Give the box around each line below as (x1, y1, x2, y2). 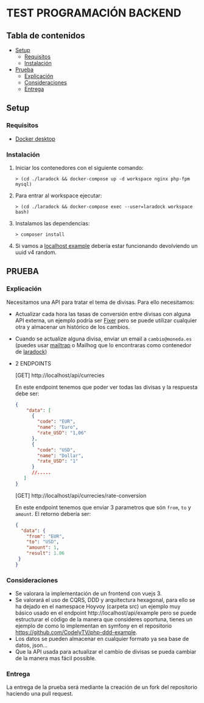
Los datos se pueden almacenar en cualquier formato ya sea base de (15, 635, 189, 643)
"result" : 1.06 (26, 550, 65, 557)
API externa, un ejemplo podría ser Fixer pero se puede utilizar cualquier (15, 317, 197, 324)
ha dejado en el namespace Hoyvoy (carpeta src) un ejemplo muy (15, 603, 181, 610)
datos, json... (15, 641, 47, 649)
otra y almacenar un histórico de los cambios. (15, 323, 130, 330)
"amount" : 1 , (26, 545, 60, 551)
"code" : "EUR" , (37, 419, 76, 425)
